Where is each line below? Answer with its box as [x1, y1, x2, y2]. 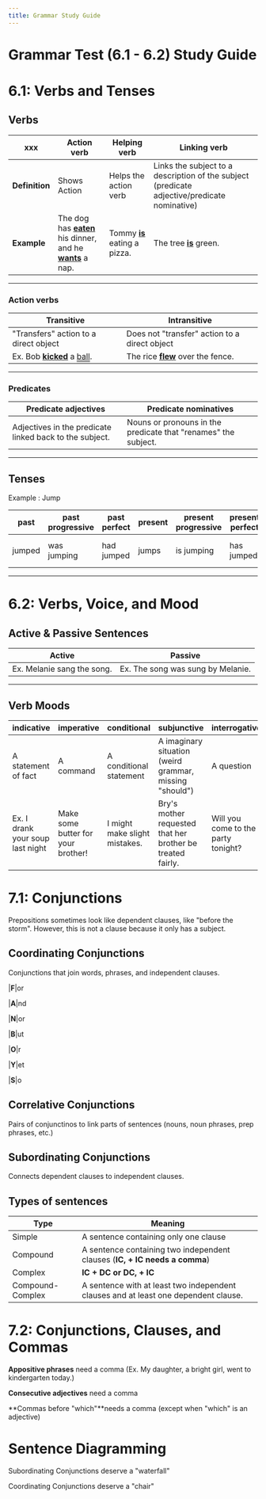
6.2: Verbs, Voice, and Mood [8, 595, 199, 613]
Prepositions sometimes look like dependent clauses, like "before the [8, 915, 234, 925]
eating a [108, 237, 139, 248]
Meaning [150, 1218, 185, 1229]
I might [106, 818, 133, 829]
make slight [106, 828, 150, 839]
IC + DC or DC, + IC [82, 1267, 155, 1278]
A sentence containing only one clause [82, 1231, 226, 1242]
